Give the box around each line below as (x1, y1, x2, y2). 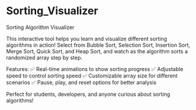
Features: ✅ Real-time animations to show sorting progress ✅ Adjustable (6, 65, 184, 72)
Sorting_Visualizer (6, 4, 99, 18)
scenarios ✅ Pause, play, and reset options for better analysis (6, 79, 157, 86)
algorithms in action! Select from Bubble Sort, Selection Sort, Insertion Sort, (6, 41, 191, 48)
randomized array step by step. (6, 54, 83, 61)
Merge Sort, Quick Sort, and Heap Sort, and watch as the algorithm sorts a (6, 47, 188, 54)
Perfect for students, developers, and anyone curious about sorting (6, 90, 171, 98)
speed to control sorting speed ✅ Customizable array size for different (6, 72, 178, 79)
